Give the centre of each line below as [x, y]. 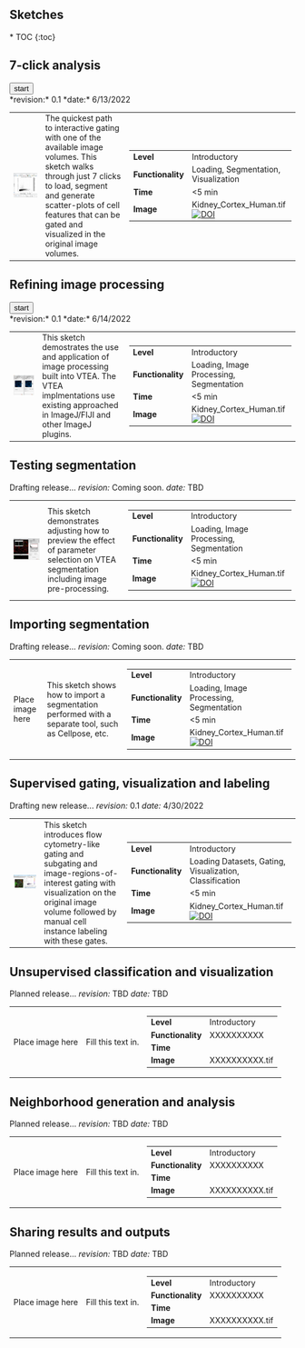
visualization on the [80, 892]
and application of [76, 357]
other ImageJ [67, 424]
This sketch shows [81, 684]
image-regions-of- [81, 873]
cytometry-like [72, 844]
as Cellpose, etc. [78, 733]
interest [58, 883]
